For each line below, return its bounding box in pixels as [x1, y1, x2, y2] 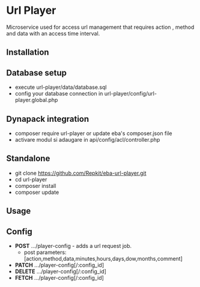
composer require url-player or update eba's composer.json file [14, 130, 172, 137]
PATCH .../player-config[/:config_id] [14, 261, 105, 268]
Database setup [6, 67, 67, 78]
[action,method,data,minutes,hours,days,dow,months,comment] [23, 255, 183, 262]
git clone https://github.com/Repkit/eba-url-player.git [14, 169, 147, 177]
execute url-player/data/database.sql [14, 83, 107, 91]
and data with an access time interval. [6, 29, 100, 37]
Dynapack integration [6, 113, 89, 124]
